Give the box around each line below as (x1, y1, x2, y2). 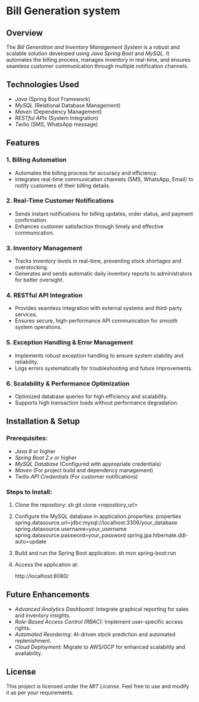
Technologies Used (6, 80, 79, 90)
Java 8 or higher (14, 447, 56, 455)
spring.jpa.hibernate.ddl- (127, 532, 188, 539)
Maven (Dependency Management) (14, 108, 102, 115)
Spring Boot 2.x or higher (14, 454, 77, 461)
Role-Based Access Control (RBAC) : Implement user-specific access (14, 618, 184, 625)
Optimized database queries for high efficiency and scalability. (14, 393, 168, 400)
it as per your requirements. (6, 689, 74, 696)
